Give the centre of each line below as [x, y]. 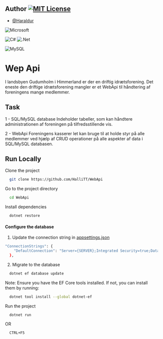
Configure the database [30, 227]
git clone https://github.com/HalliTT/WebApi [56, 180]
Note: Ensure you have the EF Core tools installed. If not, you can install [76, 283]
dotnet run [20, 315]
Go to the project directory [32, 189]
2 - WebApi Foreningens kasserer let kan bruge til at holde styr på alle [75, 133]
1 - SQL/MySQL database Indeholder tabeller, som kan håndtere [69, 119]
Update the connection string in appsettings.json [61, 237]
